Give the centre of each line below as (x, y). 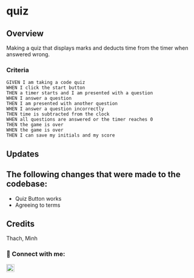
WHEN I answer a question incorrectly (55, 109)
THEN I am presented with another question (62, 104)
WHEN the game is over (35, 130)
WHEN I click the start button (46, 88)
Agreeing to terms (38, 205)
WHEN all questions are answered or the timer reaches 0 (80, 120)
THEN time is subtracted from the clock (58, 114)
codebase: (27, 184)
